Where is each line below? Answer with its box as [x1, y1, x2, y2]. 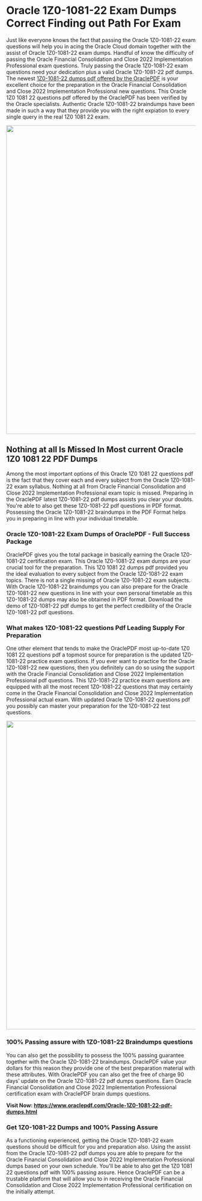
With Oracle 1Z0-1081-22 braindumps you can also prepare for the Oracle [6, 583, 188, 590]
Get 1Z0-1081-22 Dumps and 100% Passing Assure [6, 1123, 158, 1131]
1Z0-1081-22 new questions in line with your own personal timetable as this [6, 590, 192, 597]
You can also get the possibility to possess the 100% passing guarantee [6, 1052, 185, 1059]
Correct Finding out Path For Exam [6, 16, 182, 30]
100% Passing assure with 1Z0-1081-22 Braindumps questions [6, 1038, 194, 1046]
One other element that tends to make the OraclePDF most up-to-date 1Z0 [6, 645, 191, 652]
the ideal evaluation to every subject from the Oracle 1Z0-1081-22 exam [6, 570, 183, 578]
